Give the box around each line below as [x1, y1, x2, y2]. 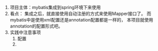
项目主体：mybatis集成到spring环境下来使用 [9, 4, 101, 10]
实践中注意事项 [9, 29, 41, 35]
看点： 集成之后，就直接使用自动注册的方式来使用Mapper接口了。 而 [9, 10, 151, 16]
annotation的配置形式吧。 [9, 23, 63, 29]
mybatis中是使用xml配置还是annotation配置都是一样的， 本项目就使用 [9, 17, 153, 22]
